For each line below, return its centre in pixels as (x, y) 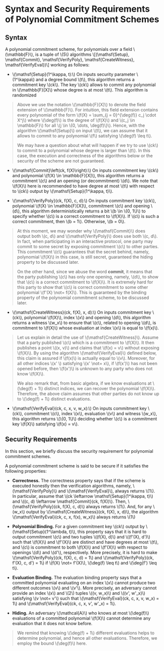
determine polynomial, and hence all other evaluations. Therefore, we (87, 638)
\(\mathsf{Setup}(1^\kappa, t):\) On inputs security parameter (74, 74)
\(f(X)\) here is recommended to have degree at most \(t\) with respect (83, 186)
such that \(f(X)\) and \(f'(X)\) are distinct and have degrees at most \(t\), (85, 542)
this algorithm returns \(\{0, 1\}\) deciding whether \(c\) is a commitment (85, 419)
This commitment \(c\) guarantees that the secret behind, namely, (83, 252)
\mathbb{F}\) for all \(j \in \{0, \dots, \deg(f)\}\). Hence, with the (81, 125)
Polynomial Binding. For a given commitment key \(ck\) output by (79, 526)
